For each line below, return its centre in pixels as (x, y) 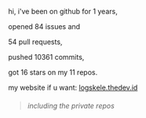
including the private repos (71, 105)
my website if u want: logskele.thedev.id (73, 87)
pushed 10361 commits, (46, 57)
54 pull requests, (35, 42)
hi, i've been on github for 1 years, (63, 11)
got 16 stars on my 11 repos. (53, 72)
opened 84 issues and (44, 26)
